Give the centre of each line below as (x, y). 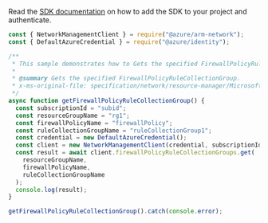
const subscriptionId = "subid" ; (71, 108)
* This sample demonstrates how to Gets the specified (104, 64)
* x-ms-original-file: (49, 86)
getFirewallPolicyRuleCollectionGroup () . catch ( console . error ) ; (116, 211)
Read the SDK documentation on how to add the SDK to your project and (128, 12)
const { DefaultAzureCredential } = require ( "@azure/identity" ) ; (119, 42)
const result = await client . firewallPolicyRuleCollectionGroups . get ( (135, 153)
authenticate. (30, 20)
